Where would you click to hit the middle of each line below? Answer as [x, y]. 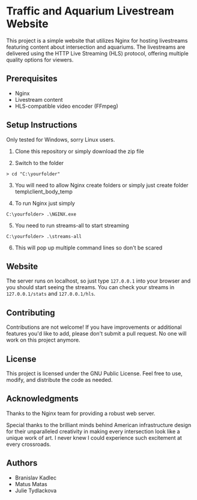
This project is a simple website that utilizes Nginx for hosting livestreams [97, 40]
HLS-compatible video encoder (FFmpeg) [66, 106]
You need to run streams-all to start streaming [72, 225]
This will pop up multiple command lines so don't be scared [89, 248]
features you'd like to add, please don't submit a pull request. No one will [96, 334]
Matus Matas [31, 484]
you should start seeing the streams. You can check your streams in [90, 287]
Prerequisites [32, 79]
